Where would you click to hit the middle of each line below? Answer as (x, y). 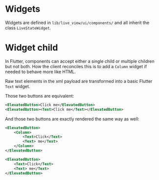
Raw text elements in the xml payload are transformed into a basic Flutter (79, 81)
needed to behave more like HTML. (41, 72)
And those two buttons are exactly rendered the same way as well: (72, 119)
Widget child (32, 48)
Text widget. (18, 86)
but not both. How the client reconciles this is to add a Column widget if (76, 66)
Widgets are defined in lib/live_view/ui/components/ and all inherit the (77, 23)
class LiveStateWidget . (28, 27)
